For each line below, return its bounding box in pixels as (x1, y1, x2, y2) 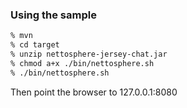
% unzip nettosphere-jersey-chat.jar (10, 49, 168, 60)
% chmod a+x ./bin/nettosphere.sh (10, 58, 155, 68)
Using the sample (10, 8, 97, 22)
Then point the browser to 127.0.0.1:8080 (10, 86, 178, 98)
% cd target (10, 40, 60, 50)
